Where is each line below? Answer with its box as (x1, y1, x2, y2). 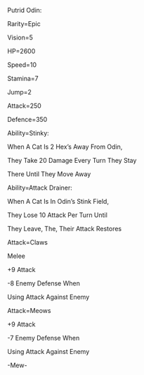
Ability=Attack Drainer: (7, 183, 72, 192)
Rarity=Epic (7, 20, 41, 27)
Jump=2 (7, 88, 32, 96)
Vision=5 (7, 33, 34, 42)
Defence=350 (7, 116, 48, 123)
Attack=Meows (7, 307, 51, 314)
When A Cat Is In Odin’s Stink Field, (7, 197, 109, 205)
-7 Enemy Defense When (7, 334, 80, 342)
